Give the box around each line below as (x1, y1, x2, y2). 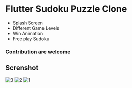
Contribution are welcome (5, 48, 71, 55)
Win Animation (12, 30, 43, 36)
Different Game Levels (12, 25, 59, 31)
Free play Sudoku (12, 36, 50, 42)
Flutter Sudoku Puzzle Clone (5, 3, 127, 15)
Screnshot (5, 64, 39, 72)
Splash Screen (12, 20, 43, 26)
